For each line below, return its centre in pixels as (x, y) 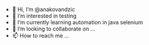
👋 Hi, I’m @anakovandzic (44, 9)
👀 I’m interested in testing (44, 16)
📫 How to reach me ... (40, 36)
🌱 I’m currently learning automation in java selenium (78, 22)
